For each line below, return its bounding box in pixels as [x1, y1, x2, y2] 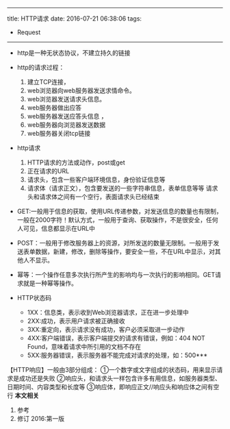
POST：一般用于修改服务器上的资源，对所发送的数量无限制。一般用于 [16, 239, 214, 247]
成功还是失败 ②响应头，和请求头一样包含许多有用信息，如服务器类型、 [18, 374, 221, 382]
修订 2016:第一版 [16, 415, 65, 422]
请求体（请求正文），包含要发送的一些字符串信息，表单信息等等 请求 [27, 184, 218, 192]
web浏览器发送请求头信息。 [27, 95, 106, 103]
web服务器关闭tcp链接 [27, 130, 91, 137]
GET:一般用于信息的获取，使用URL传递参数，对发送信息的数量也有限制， [16, 207, 222, 215]
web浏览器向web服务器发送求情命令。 [27, 86, 136, 95]
